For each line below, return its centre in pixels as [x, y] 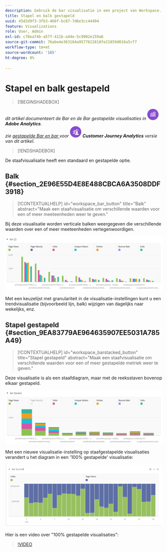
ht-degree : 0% [20, 58]
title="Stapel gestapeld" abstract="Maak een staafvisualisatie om [84, 358]
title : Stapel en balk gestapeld [40, 16]
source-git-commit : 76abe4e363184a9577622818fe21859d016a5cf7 [71, 42]
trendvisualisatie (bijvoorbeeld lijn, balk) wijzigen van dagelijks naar [74, 304]
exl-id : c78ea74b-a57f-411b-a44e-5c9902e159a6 [54, 37]
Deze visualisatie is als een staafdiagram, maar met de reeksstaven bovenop [84, 378]
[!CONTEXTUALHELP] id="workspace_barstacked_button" [78, 352]
